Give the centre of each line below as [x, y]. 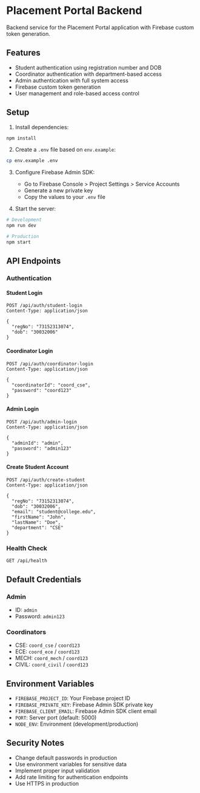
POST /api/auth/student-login [45, 306]
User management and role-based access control [77, 93]
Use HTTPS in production [47, 783]
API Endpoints [34, 261]
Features [23, 53]
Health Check [27, 548]
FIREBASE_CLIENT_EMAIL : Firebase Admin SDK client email [86, 711]
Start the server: [35, 209]
